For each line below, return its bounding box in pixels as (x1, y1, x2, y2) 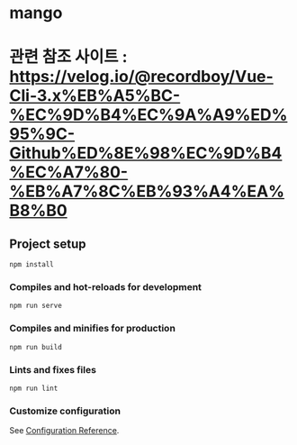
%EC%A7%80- (9, 162, 129, 183)
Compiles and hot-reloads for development (9, 281, 202, 294)
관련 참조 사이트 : (9, 47, 128, 68)
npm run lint (9, 384, 58, 394)
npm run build (9, 342, 63, 351)
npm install (9, 260, 54, 269)
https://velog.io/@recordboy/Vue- (9, 67, 274, 87)
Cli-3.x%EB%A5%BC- (9, 86, 181, 106)
